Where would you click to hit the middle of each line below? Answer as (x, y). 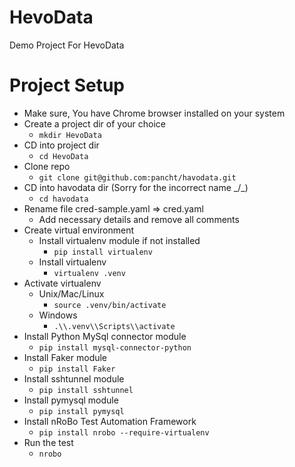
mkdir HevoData (70, 135)
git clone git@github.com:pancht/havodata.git (137, 177)
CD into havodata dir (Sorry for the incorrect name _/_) (136, 187)
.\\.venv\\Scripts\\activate (114, 326)
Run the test (48, 442)
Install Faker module (65, 357)
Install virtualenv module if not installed (119, 240)
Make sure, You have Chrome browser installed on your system (154, 113)
